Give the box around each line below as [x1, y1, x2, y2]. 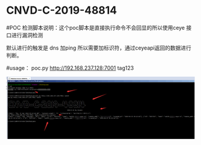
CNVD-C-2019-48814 [6, 4, 117, 17]
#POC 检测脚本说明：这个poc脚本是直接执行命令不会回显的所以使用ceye [6, 24, 185, 31]
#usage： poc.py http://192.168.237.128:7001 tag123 [6, 64, 134, 72]
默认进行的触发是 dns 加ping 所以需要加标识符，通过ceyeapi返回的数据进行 [6, 44, 191, 51]
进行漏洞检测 [11, 31, 43, 39]
